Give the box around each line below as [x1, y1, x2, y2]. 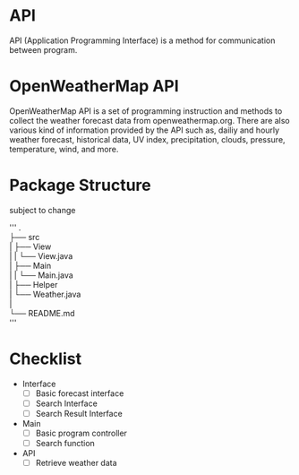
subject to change [9, 204, 76, 215]
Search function [35, 438, 96, 448]
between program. [9, 44, 78, 55]
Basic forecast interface [35, 387, 124, 399]
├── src [9, 231, 40, 242]
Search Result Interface [35, 408, 123, 419]
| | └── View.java [9, 250, 73, 261]
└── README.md [9, 307, 75, 318]
